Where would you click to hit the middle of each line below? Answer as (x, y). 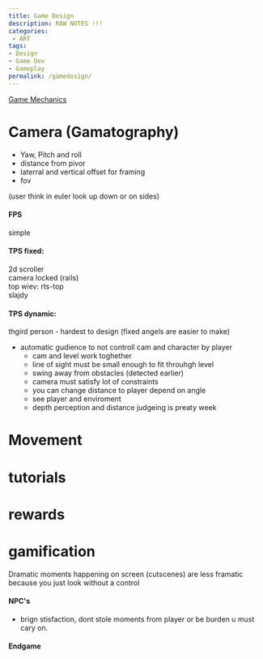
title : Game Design (41, 16)
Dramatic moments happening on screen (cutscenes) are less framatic (126, 574)
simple (19, 233)
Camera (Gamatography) (94, 132)
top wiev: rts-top (36, 286)
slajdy (18, 295)
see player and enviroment (76, 399)
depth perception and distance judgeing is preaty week (124, 408)
